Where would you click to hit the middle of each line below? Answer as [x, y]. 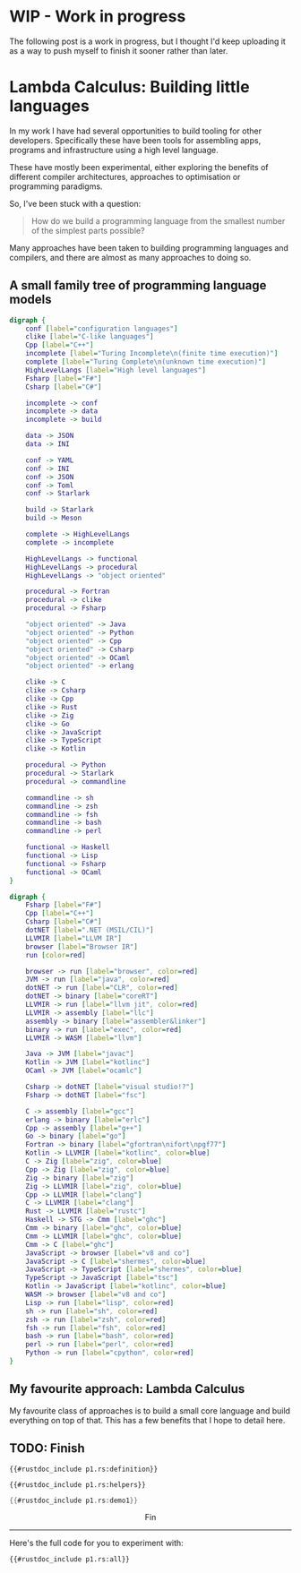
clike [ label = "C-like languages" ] [90, 337]
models [30, 300]
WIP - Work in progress [98, 17]
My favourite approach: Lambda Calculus [127, 1389]
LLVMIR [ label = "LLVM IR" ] [74, 938]
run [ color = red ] [56, 955]
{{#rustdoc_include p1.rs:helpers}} [77, 1484]
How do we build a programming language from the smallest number [158, 220]
